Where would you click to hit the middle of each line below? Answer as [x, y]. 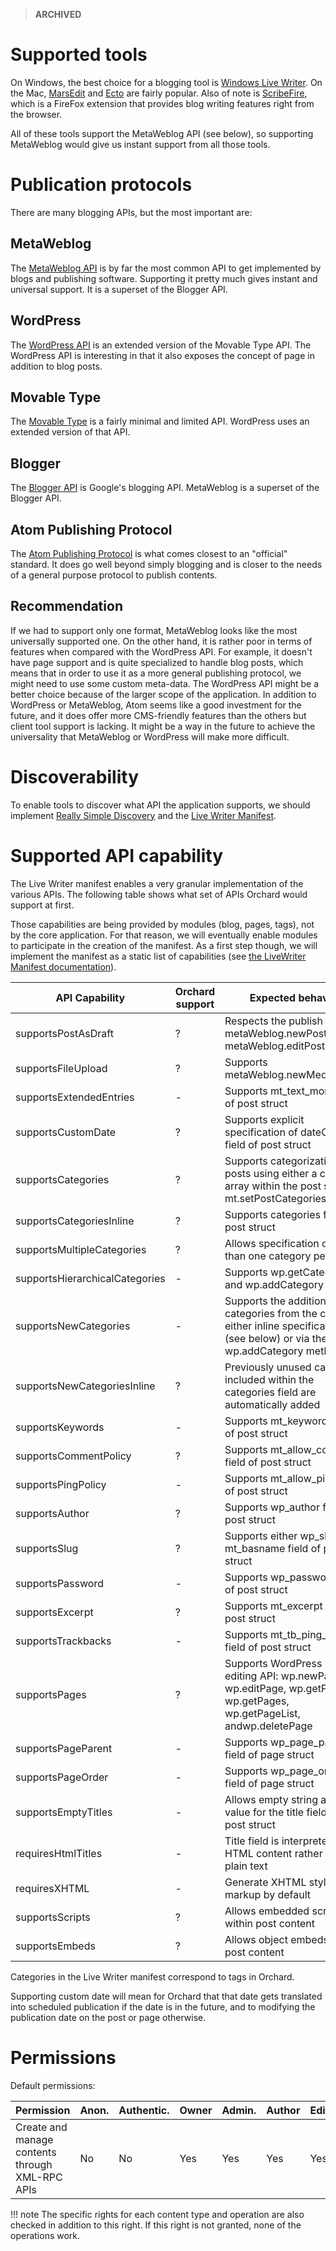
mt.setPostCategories [275, 1198]
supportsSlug [47, 1548]
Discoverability [75, 776]
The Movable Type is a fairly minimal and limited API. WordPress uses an [160, 421]
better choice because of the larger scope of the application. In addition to [163, 694]
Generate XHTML [265, 1882]
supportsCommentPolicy [73, 1456]
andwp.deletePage [268, 1726]
